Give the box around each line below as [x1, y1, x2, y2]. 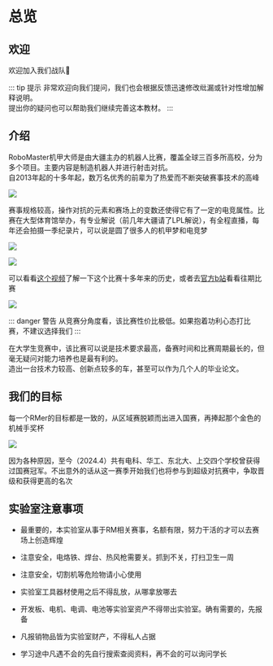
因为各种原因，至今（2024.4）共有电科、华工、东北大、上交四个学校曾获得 [8, 455, 261, 465]
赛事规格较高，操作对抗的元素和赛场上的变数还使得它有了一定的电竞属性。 [8, 205, 258, 215]
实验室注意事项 [8, 502, 84, 516]
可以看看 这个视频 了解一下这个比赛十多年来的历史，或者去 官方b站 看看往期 [8, 273, 255, 283]
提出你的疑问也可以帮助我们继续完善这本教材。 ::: [8, 103, 174, 112]
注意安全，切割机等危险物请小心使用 [19, 570, 142, 580]
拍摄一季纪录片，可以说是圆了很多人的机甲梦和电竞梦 [29, 225, 208, 235]
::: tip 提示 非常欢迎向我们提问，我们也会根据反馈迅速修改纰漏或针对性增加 [8, 83, 258, 92]
